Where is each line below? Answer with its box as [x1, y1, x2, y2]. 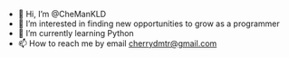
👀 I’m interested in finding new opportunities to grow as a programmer [17, 18, 280, 29]
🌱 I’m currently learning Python [17, 28, 134, 38]
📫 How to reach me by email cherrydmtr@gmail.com [17, 38, 217, 49]
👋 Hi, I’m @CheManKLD [17, 9, 107, 19]
